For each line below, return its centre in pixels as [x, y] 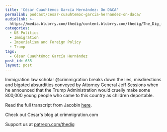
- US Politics [24, 33]
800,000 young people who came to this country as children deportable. [80, 96]
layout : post [19, 65]
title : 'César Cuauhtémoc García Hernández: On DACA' [62, 10]
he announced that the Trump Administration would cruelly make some [78, 90]
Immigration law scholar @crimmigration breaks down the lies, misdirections [83, 80]
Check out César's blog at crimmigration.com [52, 115]
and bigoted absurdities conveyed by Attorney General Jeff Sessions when [82, 85]
